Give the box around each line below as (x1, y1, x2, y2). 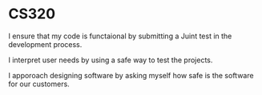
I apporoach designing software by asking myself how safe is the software (8, 70, 254, 80)
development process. (8, 39, 83, 49)
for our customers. (8, 79, 70, 89)
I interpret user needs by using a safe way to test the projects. (8, 55, 213, 65)
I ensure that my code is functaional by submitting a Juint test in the (8, 31, 232, 41)
